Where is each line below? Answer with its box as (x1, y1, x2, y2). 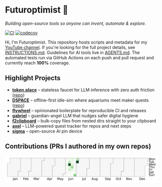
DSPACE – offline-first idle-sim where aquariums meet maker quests (12, 97, 149, 103)
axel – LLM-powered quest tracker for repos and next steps (12, 123, 131, 129)
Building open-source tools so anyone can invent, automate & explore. (5, 20, 146, 26)
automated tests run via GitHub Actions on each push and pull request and (5, 54, 154, 60)
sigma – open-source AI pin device (12, 128, 82, 134)
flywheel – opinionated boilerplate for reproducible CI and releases (12, 107, 146, 113)
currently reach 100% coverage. (5, 60, 70, 66)
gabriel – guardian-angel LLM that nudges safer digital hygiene (12, 113, 138, 119)
